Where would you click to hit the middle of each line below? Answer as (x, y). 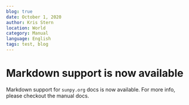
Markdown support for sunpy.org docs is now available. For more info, (91, 89)
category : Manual (27, 33)
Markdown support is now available (95, 73)
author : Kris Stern (30, 22)
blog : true (19, 11)
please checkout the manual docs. (48, 96)
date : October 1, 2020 (34, 17)
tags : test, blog (27, 45)
